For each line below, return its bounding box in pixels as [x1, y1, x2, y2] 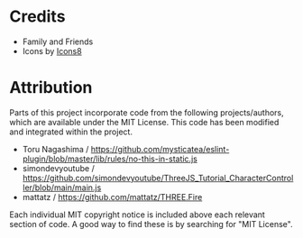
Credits [9, 6, 66, 27]
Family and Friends [22, 36, 94, 47]
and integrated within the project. [9, 126, 133, 137]
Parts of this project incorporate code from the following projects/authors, [9, 106, 284, 118]
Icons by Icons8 [22, 45, 83, 56]
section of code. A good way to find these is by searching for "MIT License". [9, 218, 293, 229]
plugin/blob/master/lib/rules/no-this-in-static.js [22, 153, 198, 164]
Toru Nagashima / [22, 143, 89, 154]
